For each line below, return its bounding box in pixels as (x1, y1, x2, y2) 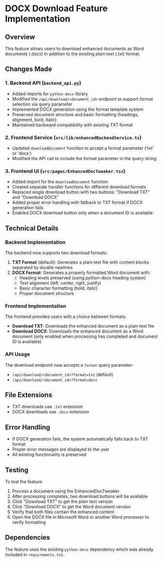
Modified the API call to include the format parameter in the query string (12, 155, 157, 161)
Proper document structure (19, 290, 74, 296)
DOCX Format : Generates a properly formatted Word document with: (12, 270, 151, 275)
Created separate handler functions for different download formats (12, 184, 146, 190)
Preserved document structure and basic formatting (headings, (12, 111, 139, 117)
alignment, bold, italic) (12, 117, 57, 123)
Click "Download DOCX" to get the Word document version (12, 504, 131, 509)
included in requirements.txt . (5, 551, 65, 557)
